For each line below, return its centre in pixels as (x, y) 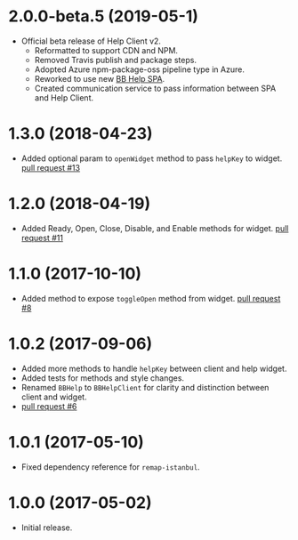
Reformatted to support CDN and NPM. (106, 50)
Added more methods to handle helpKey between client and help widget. (154, 368)
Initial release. (47, 528)
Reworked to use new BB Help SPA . (100, 78)
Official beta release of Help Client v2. (91, 41)
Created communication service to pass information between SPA (155, 88)
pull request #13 (51, 167)
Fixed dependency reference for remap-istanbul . (111, 467)
